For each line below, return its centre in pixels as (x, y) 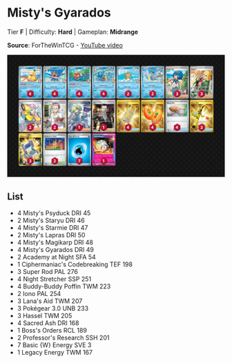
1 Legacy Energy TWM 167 (55, 353)
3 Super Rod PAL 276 (47, 272)
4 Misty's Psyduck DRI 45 (54, 213)
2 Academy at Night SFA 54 (57, 257)
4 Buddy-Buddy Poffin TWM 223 (64, 286)
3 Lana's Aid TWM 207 (50, 301)
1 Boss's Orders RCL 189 (52, 331)
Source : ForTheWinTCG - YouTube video (65, 45)
